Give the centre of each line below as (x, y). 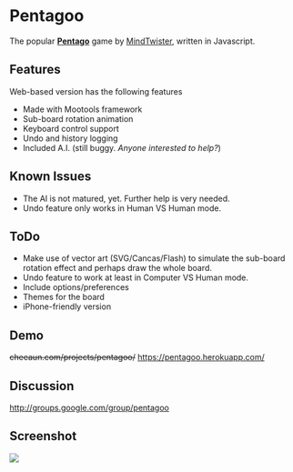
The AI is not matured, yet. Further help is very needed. (126, 198)
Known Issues (51, 177)
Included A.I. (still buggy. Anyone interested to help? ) (121, 147)
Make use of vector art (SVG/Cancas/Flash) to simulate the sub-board (154, 258)
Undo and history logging (70, 138)
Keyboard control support (71, 128)
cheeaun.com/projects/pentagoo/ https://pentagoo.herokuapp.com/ (137, 357)
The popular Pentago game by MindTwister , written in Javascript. (132, 41)
